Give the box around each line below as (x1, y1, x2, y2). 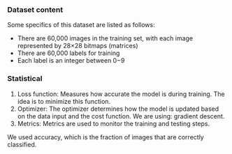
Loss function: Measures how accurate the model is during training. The (17, 89, 225, 98)
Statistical (7, 74, 43, 84)
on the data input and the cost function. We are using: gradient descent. (17, 111, 225, 120)
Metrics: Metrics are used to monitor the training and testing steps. (17, 119, 210, 128)
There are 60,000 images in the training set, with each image (17, 34, 194, 43)
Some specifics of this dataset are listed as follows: (7, 21, 155, 29)
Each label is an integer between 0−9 (17, 56, 125, 65)
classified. (7, 140, 37, 148)
